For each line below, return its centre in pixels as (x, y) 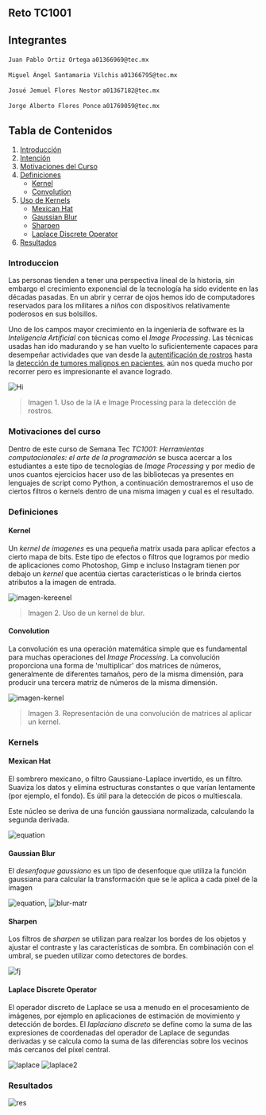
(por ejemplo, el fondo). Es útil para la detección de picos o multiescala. (125, 796)
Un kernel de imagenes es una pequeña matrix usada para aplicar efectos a (132, 548)
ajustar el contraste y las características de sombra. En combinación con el (131, 947)
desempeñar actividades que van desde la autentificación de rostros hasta (130, 355)
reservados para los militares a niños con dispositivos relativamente (119, 306)
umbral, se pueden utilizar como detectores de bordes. (98, 956)
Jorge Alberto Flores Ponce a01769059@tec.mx (84, 106)
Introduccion (34, 263)
